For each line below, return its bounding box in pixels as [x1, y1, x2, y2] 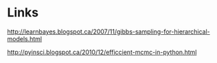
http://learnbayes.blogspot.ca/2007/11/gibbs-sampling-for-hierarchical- [7, 27, 211, 36]
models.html [7, 34, 43, 42]
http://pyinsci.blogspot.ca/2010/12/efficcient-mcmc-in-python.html [7, 48, 197, 56]
